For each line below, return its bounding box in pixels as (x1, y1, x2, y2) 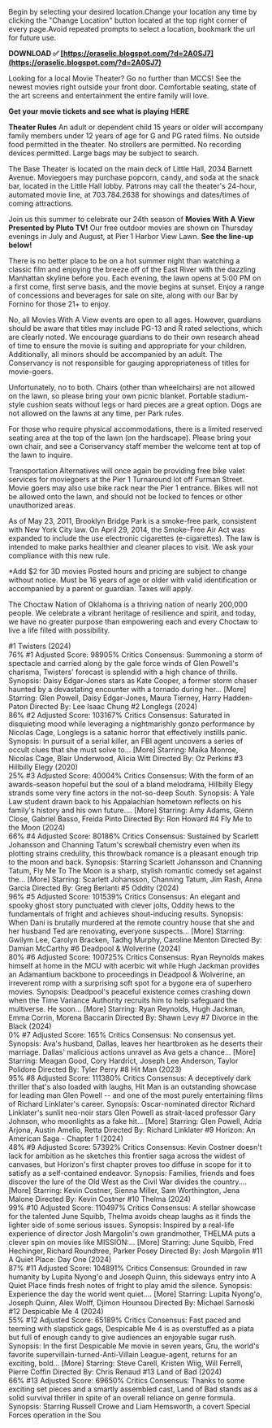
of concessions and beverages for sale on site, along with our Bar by (8, 290, 239, 300)
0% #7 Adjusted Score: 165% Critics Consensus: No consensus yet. (8, 1030, 236, 1039)
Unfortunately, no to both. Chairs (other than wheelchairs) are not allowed (8, 382, 256, 392)
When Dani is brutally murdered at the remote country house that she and (8, 918, 255, 927)
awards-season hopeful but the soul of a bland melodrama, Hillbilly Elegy (8, 780, 253, 789)
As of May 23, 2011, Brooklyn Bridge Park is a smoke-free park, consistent (8, 516, 257, 525)
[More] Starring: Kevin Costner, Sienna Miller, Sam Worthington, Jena (8, 1186, 240, 1195)
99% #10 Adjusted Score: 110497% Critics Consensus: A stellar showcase (8, 1203, 256, 1212)
